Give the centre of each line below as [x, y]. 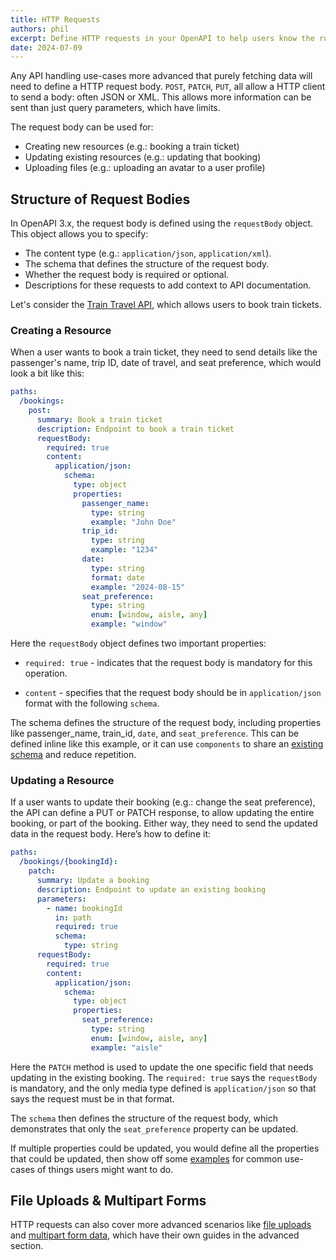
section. [27, 1246]
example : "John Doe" [133, 522]
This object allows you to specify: [79, 234]
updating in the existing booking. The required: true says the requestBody [164, 1077]
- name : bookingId [84, 908]
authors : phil [40, 29]
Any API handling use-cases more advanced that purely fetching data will [161, 76]
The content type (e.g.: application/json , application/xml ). [148, 253]
